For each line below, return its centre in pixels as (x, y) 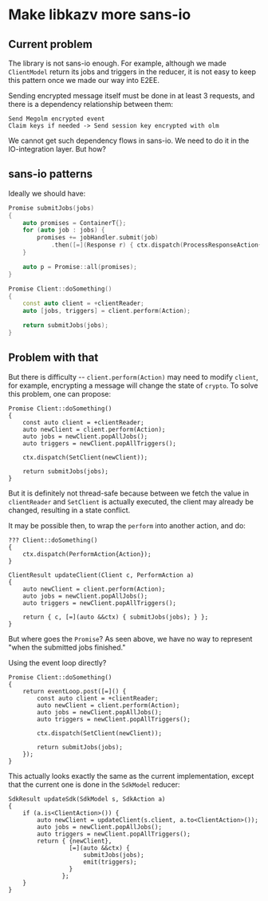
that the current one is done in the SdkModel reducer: (95, 784)
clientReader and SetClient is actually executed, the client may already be (131, 501)
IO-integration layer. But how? (57, 149)
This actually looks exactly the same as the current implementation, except (131, 776)
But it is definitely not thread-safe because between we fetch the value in (129, 493)
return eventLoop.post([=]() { (75, 691)
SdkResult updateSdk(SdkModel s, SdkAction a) (87, 799)
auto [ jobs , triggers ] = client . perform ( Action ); (107, 311)
